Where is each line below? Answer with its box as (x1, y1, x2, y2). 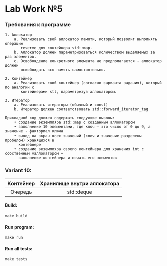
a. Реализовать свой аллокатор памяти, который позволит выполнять (14, 37, 157, 42)
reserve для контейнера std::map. (20, 46, 93, 51)
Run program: (5, 224, 34, 230)
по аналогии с (5, 85, 35, 90)
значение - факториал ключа (5, 129, 64, 134)
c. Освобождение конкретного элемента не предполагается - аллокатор (14, 59, 162, 64)
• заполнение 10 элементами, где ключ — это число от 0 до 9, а (14, 124, 151, 129)
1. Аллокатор (5, 32, 32, 38)
